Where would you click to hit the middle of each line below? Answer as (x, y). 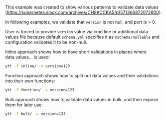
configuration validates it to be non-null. (46, 42)
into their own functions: (30, 81)
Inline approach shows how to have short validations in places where (76, 52)
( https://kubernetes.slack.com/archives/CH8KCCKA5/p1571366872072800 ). (83, 12)
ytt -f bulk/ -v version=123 (35, 114)
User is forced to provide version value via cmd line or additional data (77, 31)
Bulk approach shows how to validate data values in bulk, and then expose (82, 99)
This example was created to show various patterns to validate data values (82, 7)
